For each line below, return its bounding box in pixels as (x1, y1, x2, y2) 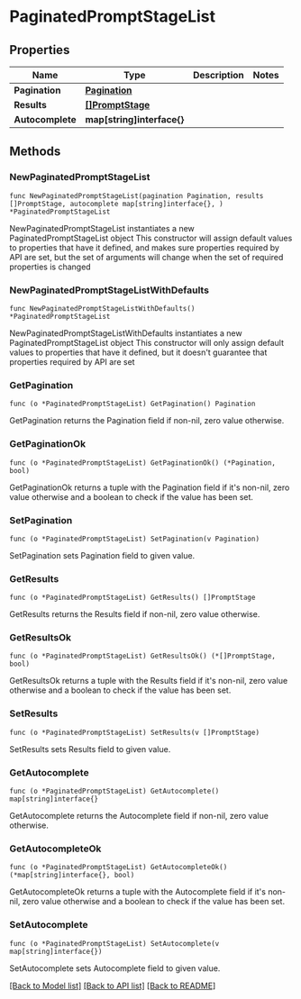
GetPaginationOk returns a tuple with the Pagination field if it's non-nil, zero (9, 482, 290, 493)
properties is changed (9, 261, 92, 272)
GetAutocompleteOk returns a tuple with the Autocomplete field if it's (9, 886, 266, 897)
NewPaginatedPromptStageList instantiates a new (9, 223, 196, 233)
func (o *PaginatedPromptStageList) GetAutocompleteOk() (9, 863, 228, 872)
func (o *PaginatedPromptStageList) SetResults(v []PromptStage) (9, 728, 260, 737)
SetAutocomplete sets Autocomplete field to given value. (9, 962, 221, 974)
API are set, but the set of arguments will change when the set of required (9, 251, 284, 262)
